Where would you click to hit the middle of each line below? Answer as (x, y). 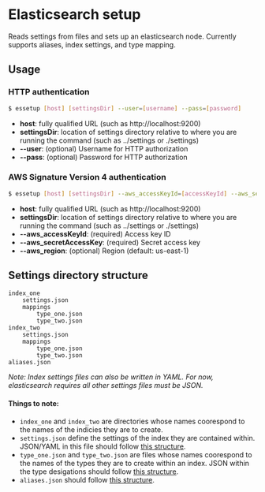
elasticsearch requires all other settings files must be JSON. (106, 386)
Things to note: (34, 404)
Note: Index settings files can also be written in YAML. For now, (111, 377)
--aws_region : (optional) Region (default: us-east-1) (104, 251)
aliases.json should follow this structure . (87, 479)
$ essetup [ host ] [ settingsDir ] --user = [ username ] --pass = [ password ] (125, 108)
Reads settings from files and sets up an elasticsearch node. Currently (122, 36)
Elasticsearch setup (75, 15)
